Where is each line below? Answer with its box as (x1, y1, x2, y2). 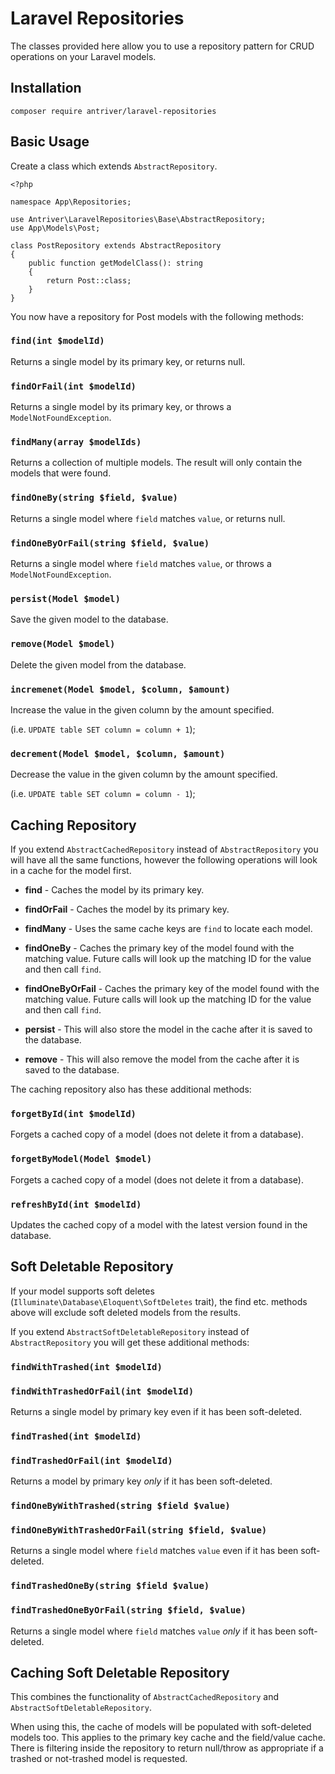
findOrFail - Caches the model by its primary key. (24, 903, 230, 916)
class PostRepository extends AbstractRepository (10, 240, 222, 251)
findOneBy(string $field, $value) (10, 492, 178, 504)
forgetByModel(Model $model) (10, 1153, 153, 1165)
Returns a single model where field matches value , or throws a (10, 558, 272, 570)
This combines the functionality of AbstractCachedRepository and (10, 1691, 280, 1703)
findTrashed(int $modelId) (10, 1430, 142, 1442)
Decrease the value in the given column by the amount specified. (10, 768, 278, 781)
